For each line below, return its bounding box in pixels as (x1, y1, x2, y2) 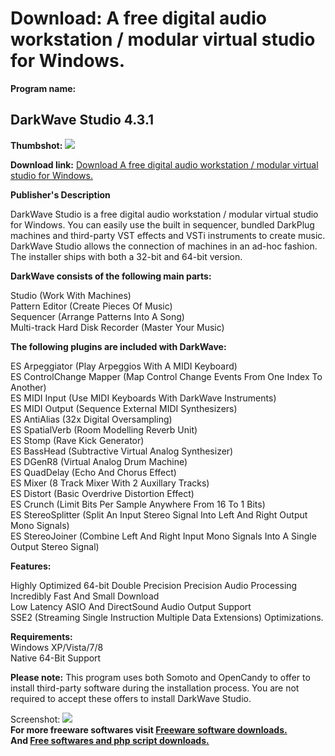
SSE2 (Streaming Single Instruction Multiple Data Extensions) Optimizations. (10, 611, 324, 623)
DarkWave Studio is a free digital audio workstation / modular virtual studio (10, 208, 319, 220)
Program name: (10, 82, 77, 94)
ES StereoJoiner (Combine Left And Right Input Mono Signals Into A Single (10, 530, 317, 542)
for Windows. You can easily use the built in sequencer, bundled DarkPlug (10, 218, 315, 231)
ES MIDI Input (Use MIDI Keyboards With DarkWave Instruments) (10, 392, 277, 404)
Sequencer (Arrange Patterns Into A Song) (10, 310, 185, 322)
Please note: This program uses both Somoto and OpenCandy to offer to (10, 671, 311, 683)
